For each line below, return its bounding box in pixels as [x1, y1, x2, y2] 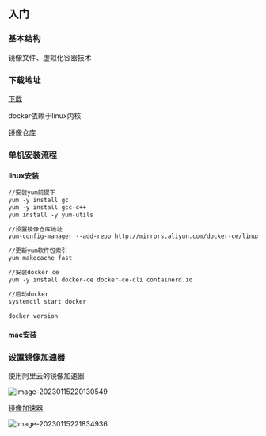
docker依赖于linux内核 [8, 110, 82, 120]
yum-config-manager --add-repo [8, 232, 112, 240]
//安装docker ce [8, 269, 59, 277]
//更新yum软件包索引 [8, 247, 68, 255]
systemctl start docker [8, 297, 87, 305]
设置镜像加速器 [8, 352, 66, 362]
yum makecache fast [8, 254, 73, 262]
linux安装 [8, 170, 40, 180]
